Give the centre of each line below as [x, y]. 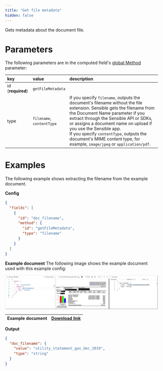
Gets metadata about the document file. [45, 30]
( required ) [17, 91]
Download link [66, 319]
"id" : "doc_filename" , [41, 218]
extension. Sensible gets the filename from [112, 108]
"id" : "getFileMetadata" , [49, 228]
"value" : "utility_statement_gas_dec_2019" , [59, 349]
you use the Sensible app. [95, 129]
